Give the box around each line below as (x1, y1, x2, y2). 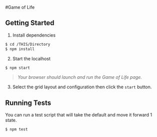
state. (5, 117, 17, 123)
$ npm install (5, 46, 35, 52)
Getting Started (5, 19, 55, 27)
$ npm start (5, 65, 30, 70)
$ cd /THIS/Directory (5, 42, 51, 47)
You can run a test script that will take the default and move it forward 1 (5, 112, 152, 118)
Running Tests (5, 98, 51, 107)
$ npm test (5, 127, 28, 132)
